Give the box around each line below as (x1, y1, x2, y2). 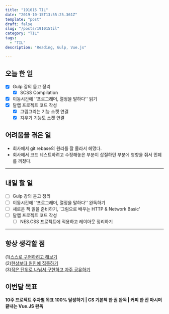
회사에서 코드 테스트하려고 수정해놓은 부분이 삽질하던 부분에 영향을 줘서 (12, 151, 152, 158)
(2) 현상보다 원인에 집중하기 (5, 260, 59, 266)
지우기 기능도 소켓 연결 (20, 115, 65, 121)
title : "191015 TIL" (5, 7, 49, 13)
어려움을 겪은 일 (5, 131, 51, 139)
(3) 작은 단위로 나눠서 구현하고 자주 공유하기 (5, 266, 91, 273)
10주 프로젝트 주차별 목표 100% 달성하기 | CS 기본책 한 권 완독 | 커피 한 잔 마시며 (5, 297, 162, 303)
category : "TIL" (5, 31, 39, 36)
